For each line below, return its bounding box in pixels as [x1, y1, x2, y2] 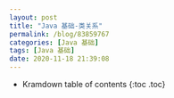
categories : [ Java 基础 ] [9, 37, 99, 47]
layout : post [9, 12, 58, 22]
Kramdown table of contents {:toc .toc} [21, 79, 166, 89]
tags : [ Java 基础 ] [9, 46, 75, 55]
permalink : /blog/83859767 [9, 29, 110, 38]
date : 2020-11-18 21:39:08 [9, 54, 110, 63]
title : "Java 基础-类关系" [9, 21, 103, 30]
